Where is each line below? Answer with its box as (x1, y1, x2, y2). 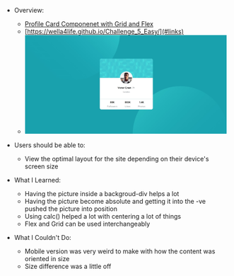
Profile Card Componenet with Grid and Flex (24, 20, 154, 28)
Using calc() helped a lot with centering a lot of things (24, 212, 182, 221)
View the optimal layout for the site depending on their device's (24, 155, 209, 163)
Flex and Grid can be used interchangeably (24, 219, 151, 229)
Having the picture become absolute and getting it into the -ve (24, 197, 206, 206)
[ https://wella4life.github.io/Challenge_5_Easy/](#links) (24, 28, 184, 35)
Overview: (13, 6, 45, 14)
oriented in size (24, 255, 70, 263)
